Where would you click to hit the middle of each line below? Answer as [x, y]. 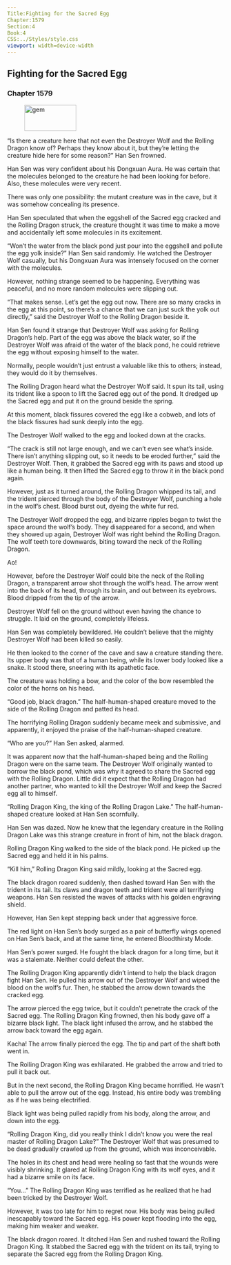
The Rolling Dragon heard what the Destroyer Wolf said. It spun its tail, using [115, 386]
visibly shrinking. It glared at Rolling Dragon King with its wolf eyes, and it [111, 1170]
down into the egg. [34, 1120]
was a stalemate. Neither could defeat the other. [76, 959]
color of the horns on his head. [51, 688]
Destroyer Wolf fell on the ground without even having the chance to [104, 611]
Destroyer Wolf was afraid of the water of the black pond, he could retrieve [114, 345]
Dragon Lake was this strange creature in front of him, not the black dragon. [115, 835]
